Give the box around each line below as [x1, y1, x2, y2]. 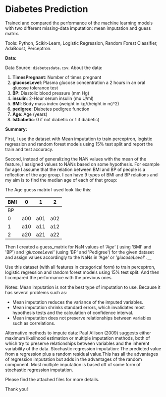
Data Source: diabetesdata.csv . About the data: [5, 65, 103, 71]
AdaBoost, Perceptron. [5, 45, 52, 51]
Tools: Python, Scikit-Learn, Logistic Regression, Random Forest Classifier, [5, 40, 158, 46]
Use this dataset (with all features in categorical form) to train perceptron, [5, 264, 156, 270]
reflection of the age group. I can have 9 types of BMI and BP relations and [5, 171, 158, 177]
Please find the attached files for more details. [5, 376, 100, 382]
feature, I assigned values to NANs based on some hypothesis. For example [5, 161, 160, 167]
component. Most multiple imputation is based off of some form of [5, 361, 141, 367]
